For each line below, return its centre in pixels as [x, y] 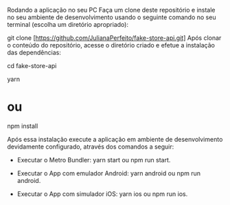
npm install [23, 126]
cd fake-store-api [32, 66]
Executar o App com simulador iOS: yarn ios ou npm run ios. [102, 194]
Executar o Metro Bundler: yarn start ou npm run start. [94, 160]
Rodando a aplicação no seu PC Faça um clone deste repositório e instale [111, 10]
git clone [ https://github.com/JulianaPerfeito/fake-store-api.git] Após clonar [114, 38]
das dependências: [34, 52]
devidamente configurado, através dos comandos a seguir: [91, 147]
